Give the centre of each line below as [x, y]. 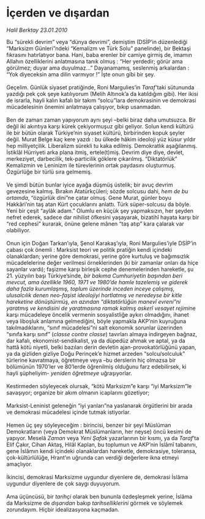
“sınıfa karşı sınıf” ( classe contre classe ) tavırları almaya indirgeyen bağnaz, [102, 334]
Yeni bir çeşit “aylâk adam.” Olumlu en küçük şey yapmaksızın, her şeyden [100, 210]
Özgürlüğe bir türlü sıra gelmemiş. [49, 172]
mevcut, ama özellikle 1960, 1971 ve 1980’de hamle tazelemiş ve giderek [97, 282]
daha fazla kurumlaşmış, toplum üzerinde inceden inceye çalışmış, [91, 289]
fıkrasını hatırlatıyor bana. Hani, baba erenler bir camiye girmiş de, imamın [99, 54]
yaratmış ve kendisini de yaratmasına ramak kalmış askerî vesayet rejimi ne [101, 308]
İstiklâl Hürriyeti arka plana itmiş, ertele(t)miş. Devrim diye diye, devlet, [95, 152]
